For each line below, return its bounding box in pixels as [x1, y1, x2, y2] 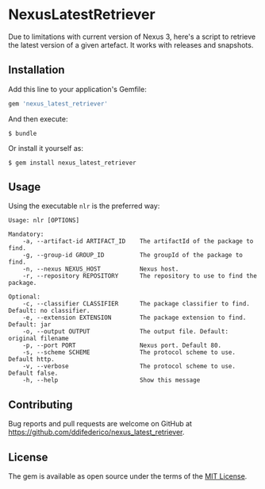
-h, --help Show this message [22, 376, 201, 384]
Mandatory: [8, 230, 44, 239]
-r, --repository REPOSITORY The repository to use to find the [22, 272, 258, 280]
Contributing [8, 398, 73, 411]
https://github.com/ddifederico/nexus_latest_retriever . [8, 427, 185, 437]
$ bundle [8, 129, 37, 137]
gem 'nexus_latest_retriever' [8, 99, 109, 108]
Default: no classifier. [8, 307, 90, 315]
